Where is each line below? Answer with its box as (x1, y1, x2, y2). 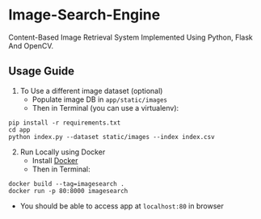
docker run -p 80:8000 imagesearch (8, 187, 128, 195)
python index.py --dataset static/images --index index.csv (8, 133, 216, 141)
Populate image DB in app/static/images (32, 95, 168, 104)
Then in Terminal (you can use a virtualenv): (32, 103, 179, 112)
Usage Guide (8, 65, 75, 78)
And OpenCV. (8, 40, 54, 50)
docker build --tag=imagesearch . (8, 179, 125, 187)
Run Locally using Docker (19, 147, 106, 157)
